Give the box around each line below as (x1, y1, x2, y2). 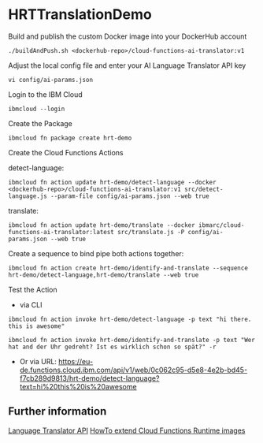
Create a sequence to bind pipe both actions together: (8, 248, 184, 258)
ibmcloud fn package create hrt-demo (8, 134, 132, 142)
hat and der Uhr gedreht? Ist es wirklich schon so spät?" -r (8, 343, 217, 351)
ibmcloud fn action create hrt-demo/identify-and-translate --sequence (8, 264, 248, 272)
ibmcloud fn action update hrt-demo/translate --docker (8, 221, 195, 229)
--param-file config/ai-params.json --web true (50, 192, 210, 200)
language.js (8, 192, 47, 200)
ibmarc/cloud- (198, 221, 245, 229)
